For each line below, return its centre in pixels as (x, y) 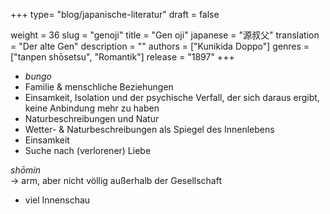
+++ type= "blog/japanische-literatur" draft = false (115, 14)
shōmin (26, 170)
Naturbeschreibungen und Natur (92, 118)
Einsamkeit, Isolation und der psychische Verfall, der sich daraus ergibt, (172, 97)
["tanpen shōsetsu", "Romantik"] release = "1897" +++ (122, 57)
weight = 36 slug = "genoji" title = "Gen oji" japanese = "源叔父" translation (165, 35)
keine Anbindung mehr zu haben (92, 108)
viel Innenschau (57, 200)
